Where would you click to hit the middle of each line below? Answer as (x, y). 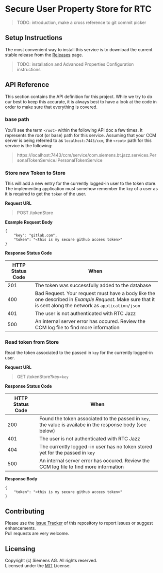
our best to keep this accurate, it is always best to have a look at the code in (81, 101)
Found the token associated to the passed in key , (95, 419)
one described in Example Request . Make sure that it (95, 299)
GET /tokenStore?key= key (43, 377)
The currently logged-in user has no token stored (96, 447)
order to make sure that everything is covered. (51, 107)
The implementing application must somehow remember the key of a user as (81, 189)
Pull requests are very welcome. (37, 533)
